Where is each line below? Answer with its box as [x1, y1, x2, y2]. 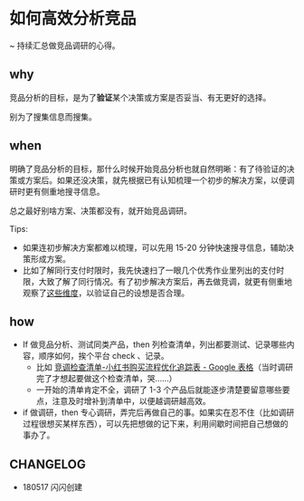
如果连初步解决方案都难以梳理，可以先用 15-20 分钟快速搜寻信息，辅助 [22, 242, 287, 253]
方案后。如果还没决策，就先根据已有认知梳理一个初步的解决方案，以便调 [24, 174, 295, 186]
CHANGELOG [9, 457, 86, 472]
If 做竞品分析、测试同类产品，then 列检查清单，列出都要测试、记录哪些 [22, 339, 287, 350]
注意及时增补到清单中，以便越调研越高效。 [52, 396, 211, 407]
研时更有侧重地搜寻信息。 [9, 186, 105, 197]
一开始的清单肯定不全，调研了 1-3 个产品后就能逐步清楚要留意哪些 [35, 384, 283, 395]
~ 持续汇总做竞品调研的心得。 [9, 40, 120, 51]
